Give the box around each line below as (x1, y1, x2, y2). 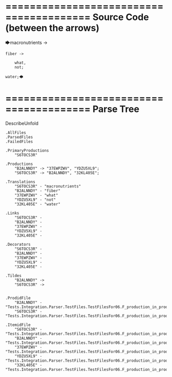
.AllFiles (5, 130, 27, 135)
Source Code (92, 11, 149, 23)
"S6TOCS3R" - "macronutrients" (14, 183, 81, 189)
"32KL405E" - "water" (14, 201, 60, 207)
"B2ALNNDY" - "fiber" (14, 188, 60, 193)
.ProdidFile (5, 295, 31, 300)
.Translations (5, 179, 36, 184)
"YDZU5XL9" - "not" (14, 197, 56, 202)
